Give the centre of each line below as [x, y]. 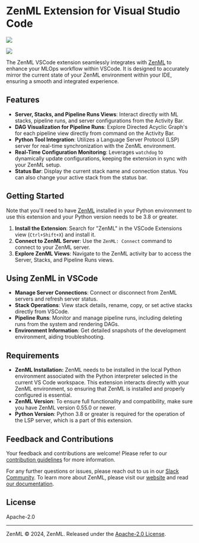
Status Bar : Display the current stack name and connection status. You [101, 171]
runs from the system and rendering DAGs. [67, 324]
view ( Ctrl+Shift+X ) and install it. [55, 234]
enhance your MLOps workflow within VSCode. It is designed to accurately [98, 68]
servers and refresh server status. [56, 299]
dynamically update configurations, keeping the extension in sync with [101, 158]
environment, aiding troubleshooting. [60, 337]
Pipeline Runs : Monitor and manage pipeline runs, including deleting [98, 318]
